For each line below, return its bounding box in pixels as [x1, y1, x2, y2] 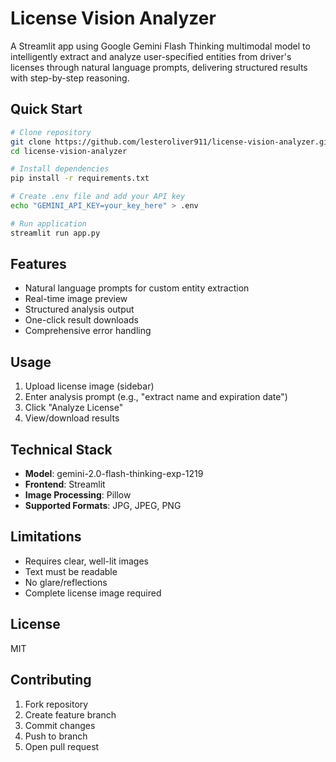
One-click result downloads [24, 314, 139, 326]
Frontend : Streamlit [24, 478, 106, 491]
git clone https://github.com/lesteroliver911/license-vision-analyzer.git [10, 137, 333, 147]
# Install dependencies [10, 164, 110, 174]
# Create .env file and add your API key [10, 192, 186, 202]
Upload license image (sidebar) [24, 380, 155, 392]
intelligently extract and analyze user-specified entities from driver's [10, 50, 292, 62]
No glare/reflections [24, 576, 108, 588]
